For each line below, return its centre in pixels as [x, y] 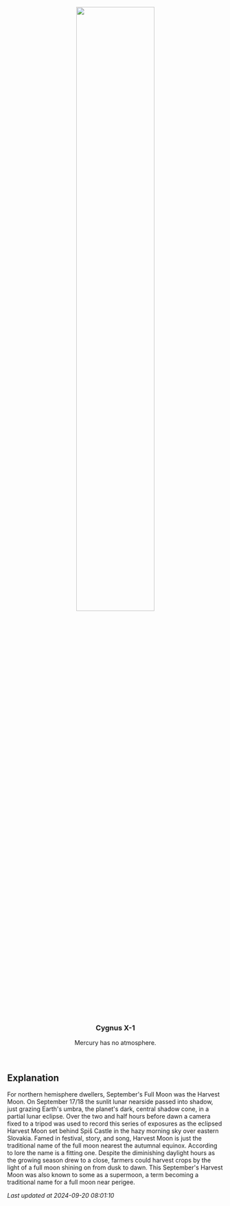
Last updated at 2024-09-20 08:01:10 [61, 1196]
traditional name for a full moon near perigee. [71, 1182]
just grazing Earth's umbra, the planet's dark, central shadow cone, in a [108, 1109]
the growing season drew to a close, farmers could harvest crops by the [109, 1161]
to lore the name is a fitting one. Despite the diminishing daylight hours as [111, 1153]
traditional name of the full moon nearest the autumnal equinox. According [112, 1145]
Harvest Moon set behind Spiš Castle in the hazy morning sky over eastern [113, 1131]
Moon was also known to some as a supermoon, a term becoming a [103, 1175]
